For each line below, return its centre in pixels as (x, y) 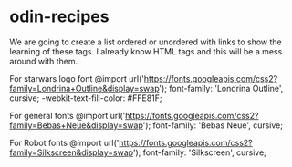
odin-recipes (59, 17)
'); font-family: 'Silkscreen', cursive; (200, 152)
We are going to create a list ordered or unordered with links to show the (146, 42)
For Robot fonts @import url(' (64, 142)
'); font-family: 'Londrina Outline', (221, 88)
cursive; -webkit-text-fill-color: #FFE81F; (86, 98)
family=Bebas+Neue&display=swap (76, 125)
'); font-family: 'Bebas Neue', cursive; (213, 125)
